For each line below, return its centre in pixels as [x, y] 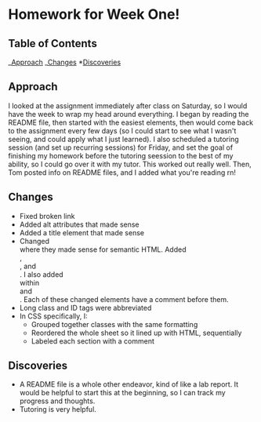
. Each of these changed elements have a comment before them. [124, 299]
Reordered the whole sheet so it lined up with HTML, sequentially [136, 333]
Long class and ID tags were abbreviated [85, 307]
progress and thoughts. [57, 401]
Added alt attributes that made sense [79, 224]
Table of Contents [53, 44]
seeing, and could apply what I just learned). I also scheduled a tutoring [123, 139]
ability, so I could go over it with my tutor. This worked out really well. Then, [130, 164]
